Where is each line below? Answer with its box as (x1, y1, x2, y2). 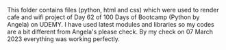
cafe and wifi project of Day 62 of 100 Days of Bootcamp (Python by (7, 13, 200, 21)
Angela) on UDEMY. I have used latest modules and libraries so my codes (7, 21, 214, 28)
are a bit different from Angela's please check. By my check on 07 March (7, 27, 214, 36)
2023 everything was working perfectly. (7, 35, 120, 43)
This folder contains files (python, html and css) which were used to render (7, 6, 219, 14)
